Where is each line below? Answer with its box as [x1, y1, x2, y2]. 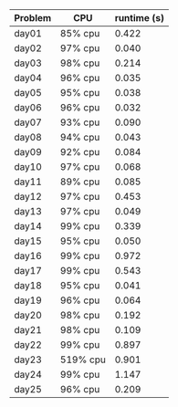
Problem [14, 12, 52, 24]
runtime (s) [114, 12, 164, 24]
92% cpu [59, 146, 100, 158]
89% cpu [59, 175, 100, 188]
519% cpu [59, 353, 107, 366]
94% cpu [59, 131, 100, 143]
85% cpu [59, 27, 100, 39]
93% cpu [59, 116, 100, 129]
